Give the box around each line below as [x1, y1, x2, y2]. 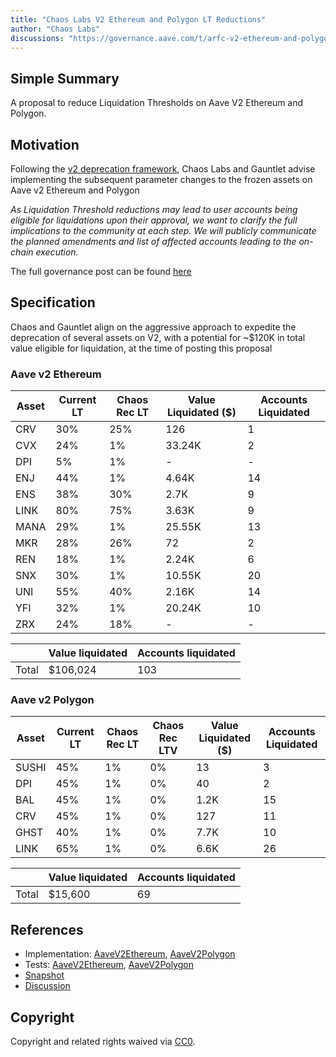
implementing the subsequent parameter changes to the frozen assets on [10, 174, 313, 185]
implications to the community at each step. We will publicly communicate [10, 225, 317, 236]
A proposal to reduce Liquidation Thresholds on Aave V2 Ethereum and [10, 97, 304, 109]
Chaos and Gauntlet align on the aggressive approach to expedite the [10, 321, 297, 333]
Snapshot [24, 969, 65, 981]
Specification [10, 294, 96, 311]
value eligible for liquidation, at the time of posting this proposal [10, 342, 273, 354]
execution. [35, 246, 79, 258]
